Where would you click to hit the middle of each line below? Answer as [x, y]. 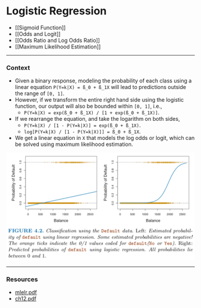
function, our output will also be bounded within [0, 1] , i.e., [89, 106]
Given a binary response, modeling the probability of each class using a [103, 81]
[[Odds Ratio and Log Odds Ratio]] [57, 40]
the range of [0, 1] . [39, 93]
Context [18, 68]
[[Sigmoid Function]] [40, 28]
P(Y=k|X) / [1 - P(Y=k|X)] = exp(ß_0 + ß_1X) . [82, 125]
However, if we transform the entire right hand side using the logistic [99, 100]
